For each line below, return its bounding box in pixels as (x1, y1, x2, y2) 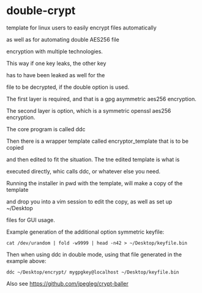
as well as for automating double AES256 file (6, 36, 119, 43)
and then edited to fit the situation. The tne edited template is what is (6, 156, 180, 163)
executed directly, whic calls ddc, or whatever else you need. (6, 167, 161, 175)
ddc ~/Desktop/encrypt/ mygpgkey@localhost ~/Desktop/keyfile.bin (6, 269, 179, 275)
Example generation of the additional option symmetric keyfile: (6, 228, 165, 235)
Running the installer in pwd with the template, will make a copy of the (6, 179, 183, 187)
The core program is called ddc (6, 125, 86, 132)
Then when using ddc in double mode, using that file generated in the (6, 251, 182, 258)
